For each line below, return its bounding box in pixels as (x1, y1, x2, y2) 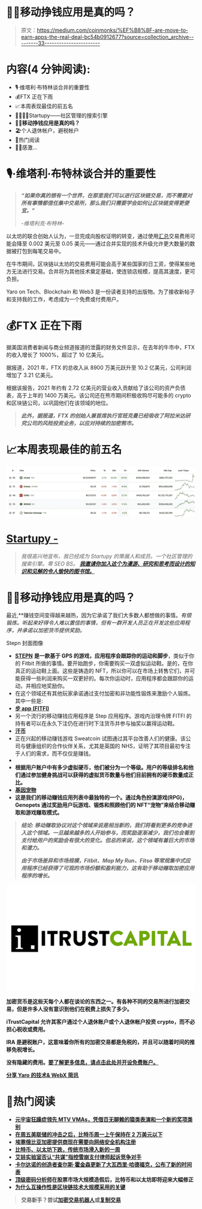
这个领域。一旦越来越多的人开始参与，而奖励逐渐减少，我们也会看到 (26, 829, 195, 836)
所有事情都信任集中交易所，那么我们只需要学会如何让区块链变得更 (20, 199, 184, 206)
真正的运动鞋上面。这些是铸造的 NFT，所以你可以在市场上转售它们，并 (14, 667, 190, 675)
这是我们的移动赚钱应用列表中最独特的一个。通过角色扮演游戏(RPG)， (14, 794, 188, 801)
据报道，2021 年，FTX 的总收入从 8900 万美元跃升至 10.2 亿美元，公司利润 (6, 364, 192, 371)
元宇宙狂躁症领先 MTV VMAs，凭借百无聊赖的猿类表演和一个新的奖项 (14, 1116, 188, 1123)
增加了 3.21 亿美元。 (6, 371, 56, 379)
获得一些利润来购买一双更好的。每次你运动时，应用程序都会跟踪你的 (20, 675, 189, 682)
